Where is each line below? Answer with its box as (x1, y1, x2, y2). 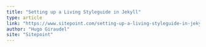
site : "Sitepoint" (6, 32, 53, 38)
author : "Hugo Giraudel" (6, 26, 70, 32)
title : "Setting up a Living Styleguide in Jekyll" (6, 9, 141, 15)
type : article (6, 15, 43, 21)
